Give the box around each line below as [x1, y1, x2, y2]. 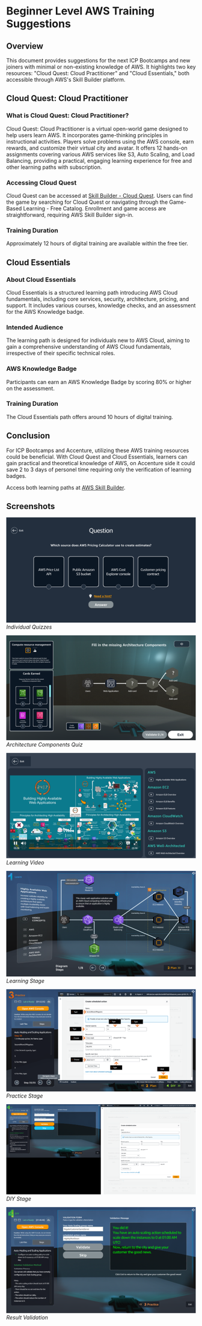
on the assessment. [6, 385, 55, 392]
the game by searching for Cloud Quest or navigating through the [6, 198, 168, 206]
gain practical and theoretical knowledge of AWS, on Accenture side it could [6, 459, 195, 466]
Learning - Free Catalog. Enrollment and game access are [23, 204, 167, 212]
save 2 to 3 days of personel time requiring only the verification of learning [6, 466, 192, 473]
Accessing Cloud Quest [6, 179, 77, 187]
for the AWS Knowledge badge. [6, 308, 84, 315]
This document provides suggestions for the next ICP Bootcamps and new [6, 57, 191, 64]
